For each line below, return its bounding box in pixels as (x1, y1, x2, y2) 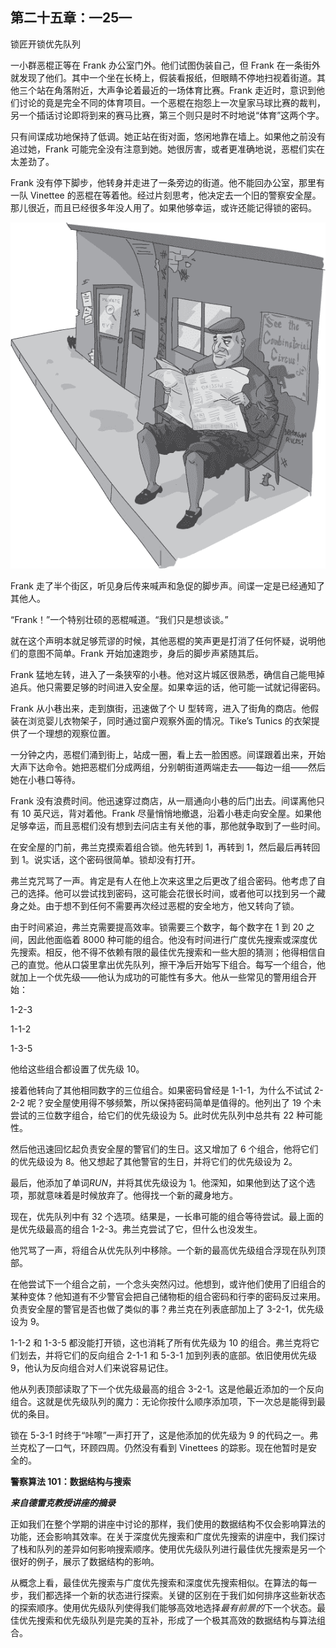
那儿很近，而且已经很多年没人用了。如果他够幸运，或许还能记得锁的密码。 (10, 201, 317, 213)
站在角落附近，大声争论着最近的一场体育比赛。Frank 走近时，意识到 (36, 84, 317, 96)
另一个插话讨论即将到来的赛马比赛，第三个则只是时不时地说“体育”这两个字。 (10, 109, 325, 121)
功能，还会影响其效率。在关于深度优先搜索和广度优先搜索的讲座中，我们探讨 (10, 1530, 326, 1542)
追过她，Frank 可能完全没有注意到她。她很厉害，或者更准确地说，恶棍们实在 (10, 143, 325, 155)
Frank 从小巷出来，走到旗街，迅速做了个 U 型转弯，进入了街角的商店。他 (10, 702, 311, 714)
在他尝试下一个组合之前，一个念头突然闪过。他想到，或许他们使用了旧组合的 (10, 1278, 326, 1290)
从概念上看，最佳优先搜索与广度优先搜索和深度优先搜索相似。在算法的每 (10, 1576, 308, 1588)
